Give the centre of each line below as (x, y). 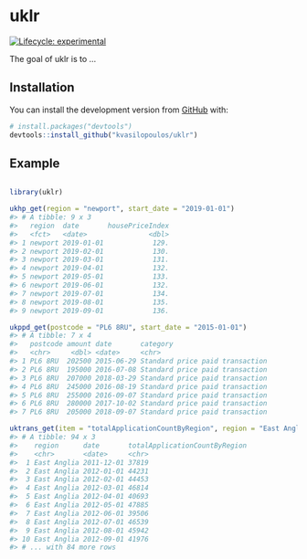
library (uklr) (37, 193)
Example (35, 163)
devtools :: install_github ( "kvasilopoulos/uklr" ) (104, 135)
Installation (42, 88)
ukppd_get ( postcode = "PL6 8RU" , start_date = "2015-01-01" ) (128, 327)
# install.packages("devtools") (71, 126)
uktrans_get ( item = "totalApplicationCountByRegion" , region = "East (145, 429)
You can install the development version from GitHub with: (119, 110)
